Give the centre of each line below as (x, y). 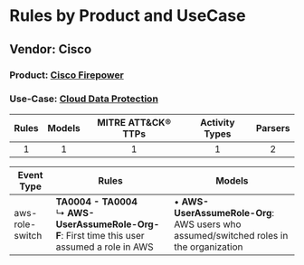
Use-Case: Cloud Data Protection (84, 99)
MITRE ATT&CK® (134, 122)
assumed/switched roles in (231, 235)
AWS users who (207, 224)
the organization (208, 247)
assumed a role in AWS (104, 247)
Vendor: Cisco (51, 49)
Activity (218, 122)
